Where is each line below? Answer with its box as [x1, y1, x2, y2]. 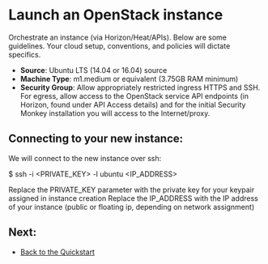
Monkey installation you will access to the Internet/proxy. [19, 108, 211, 118]
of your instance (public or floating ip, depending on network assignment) [8, 202, 255, 211]
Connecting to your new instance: [8, 132, 184, 146]
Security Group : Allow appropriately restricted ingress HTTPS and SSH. [19, 83, 261, 92]
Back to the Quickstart [19, 247, 96, 257]
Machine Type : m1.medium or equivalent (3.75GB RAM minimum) [19, 74, 239, 83]
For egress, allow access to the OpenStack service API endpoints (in [19, 91, 249, 100]
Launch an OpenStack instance [8, 6, 223, 24]
